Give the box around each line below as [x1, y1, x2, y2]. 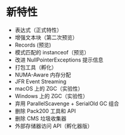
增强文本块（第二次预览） [14, 33, 78, 41]
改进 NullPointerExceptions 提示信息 [14, 56, 104, 63]
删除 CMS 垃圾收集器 [14, 115, 67, 122]
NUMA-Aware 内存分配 [14, 71, 71, 78]
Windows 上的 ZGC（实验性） [14, 92, 88, 99]
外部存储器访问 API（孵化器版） [14, 122, 93, 129]
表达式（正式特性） [14, 26, 62, 33]
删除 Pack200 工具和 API [14, 107, 76, 114]
